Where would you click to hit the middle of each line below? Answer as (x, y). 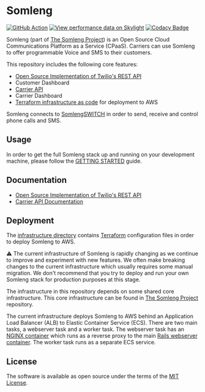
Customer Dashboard (42, 83)
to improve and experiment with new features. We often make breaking (96, 260)
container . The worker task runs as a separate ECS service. (81, 342)
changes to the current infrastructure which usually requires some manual (100, 267)
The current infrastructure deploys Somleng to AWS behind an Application (100, 316)
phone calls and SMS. (34, 120)
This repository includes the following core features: (72, 64)
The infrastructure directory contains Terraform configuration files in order (100, 235)
